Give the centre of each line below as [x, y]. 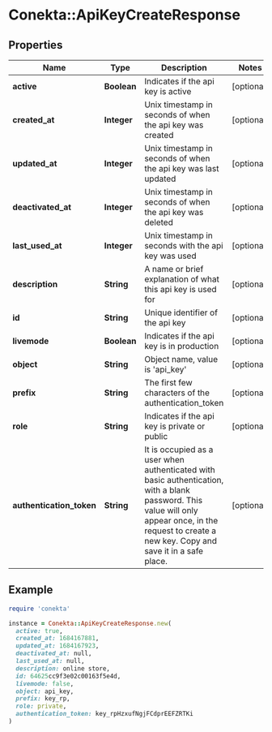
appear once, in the [181, 521]
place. [156, 561]
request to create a [181, 531]
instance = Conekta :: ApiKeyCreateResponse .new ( [90, 623]
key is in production [182, 346]
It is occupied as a [179, 450]
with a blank [167, 490]
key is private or [175, 426]
